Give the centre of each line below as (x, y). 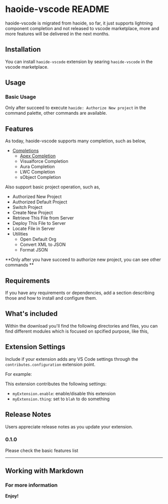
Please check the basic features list (42, 450)
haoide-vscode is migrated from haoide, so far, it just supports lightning (79, 23)
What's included (31, 314)
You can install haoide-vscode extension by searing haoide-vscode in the (79, 62)
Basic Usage (21, 97)
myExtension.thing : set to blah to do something (61, 399)
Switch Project (27, 207)
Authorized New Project (37, 197)
